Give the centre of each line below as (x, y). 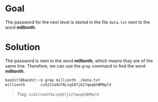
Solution (23, 47)
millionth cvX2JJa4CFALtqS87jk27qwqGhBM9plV (58, 85)
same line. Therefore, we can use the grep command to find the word (75, 66)
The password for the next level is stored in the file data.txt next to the (78, 22)
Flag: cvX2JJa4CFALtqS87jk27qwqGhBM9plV (58, 94)
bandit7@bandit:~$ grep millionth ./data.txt (53, 80)
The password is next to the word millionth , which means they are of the (79, 61)
